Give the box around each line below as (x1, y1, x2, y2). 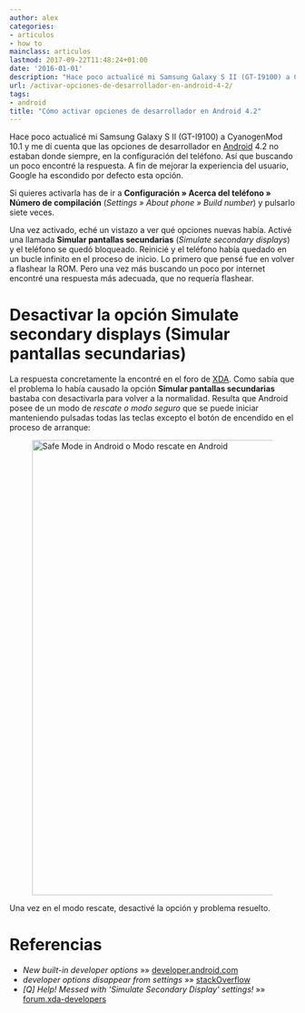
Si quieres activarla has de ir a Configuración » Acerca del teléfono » (9, 187, 271, 198)
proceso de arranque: (9, 422, 91, 433)
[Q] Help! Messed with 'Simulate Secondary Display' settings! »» (22, 984, 266, 995)
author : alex (9, 13, 59, 23)
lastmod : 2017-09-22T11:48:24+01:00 (9, 56, 148, 65)
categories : (9, 22, 54, 31)
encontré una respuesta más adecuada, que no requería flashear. (9, 273, 254, 284)
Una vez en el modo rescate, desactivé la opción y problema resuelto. (9, 903, 271, 914)
